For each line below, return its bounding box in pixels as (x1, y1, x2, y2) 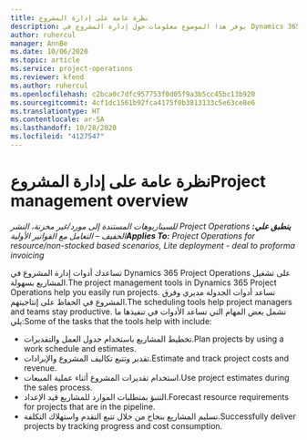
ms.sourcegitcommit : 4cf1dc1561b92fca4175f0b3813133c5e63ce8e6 (10, 97, 256, 107)
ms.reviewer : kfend (10, 73, 85, 82)
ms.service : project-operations (10, 65, 133, 74)
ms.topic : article (10, 56, 80, 65)
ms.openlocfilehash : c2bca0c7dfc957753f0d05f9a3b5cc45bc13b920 (10, 89, 256, 98)
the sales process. (23, 382, 93, 393)
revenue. (23, 362, 57, 373)
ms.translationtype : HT (10, 107, 101, 116)
